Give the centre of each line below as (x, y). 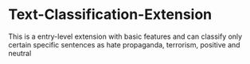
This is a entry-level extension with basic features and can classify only (125, 36)
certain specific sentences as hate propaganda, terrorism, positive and (124, 44)
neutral (20, 53)
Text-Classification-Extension (110, 15)
